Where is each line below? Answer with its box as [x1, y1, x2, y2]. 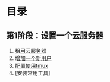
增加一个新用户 [14, 55, 52, 62]
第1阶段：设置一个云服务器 [6, 30, 104, 40]
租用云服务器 [14, 48, 46, 54]
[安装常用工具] [14, 70, 51, 77]
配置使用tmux [14, 62, 49, 69]
